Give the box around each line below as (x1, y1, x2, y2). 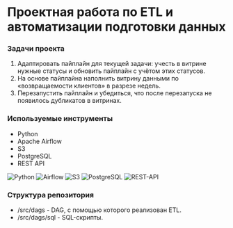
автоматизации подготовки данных (7, 19, 226, 35)
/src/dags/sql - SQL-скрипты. (17, 213, 103, 222)
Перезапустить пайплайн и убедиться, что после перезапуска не (17, 89, 212, 97)
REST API (17, 159, 45, 168)
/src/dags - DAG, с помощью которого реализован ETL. (17, 206, 182, 214)
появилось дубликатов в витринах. (17, 97, 122, 105)
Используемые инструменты (7, 114, 113, 124)
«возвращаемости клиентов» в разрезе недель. (17, 81, 161, 90)
